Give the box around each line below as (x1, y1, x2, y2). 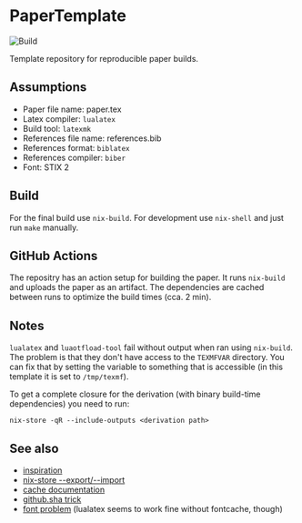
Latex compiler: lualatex (22, 113, 116, 124)
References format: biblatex (22, 142, 130, 153)
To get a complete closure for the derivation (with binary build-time (9, 388, 261, 400)
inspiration (22, 465, 63, 476)
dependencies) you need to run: (9, 398, 130, 409)
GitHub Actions (9, 247, 98, 264)
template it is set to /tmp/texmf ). (9, 371, 129, 382)
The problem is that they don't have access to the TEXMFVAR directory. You (9, 352, 285, 363)
